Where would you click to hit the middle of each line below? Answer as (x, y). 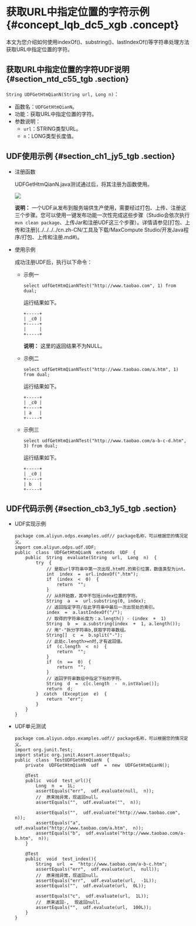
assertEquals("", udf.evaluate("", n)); (89, 803)
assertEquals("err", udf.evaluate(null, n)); (95, 791)
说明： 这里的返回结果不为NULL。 (64, 346)
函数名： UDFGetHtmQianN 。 (46, 106)
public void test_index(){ (61, 859)
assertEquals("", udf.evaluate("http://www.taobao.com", (108, 813)
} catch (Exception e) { (72, 694)
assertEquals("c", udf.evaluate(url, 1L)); (92, 896)
